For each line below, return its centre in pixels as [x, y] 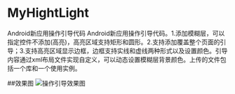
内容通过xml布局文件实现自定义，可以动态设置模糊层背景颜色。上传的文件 [114, 59]
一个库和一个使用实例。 [47, 68]
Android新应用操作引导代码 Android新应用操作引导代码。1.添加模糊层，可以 [116, 33]
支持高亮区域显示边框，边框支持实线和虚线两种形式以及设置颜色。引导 [126, 51]
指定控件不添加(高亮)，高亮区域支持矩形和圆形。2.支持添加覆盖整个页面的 [114, 42]
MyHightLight [48, 13]
